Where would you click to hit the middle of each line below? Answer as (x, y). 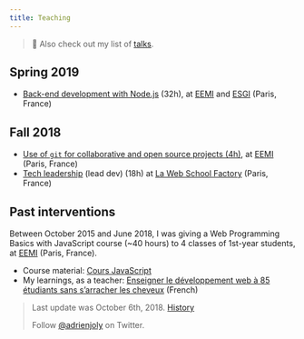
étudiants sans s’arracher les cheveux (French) (110, 290)
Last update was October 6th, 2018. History (113, 308)
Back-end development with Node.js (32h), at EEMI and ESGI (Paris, (149, 94)
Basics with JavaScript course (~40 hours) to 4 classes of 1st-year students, (152, 244)
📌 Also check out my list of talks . (93, 44)
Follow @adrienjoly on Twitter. (88, 325)
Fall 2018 (35, 132)
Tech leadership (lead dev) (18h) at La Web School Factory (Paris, (145, 174)
